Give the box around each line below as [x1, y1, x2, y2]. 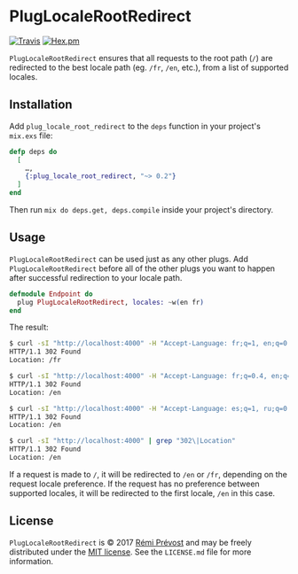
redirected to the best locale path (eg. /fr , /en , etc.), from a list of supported [9, 62, 289, 73]
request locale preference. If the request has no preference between [9, 478, 260, 489]
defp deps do [9, 147, 58, 156]
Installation [9, 97, 73, 112]
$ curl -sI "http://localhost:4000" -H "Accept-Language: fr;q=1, [9, 339, 260, 348]
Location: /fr [9, 356, 62, 365]
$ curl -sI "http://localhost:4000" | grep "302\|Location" [9, 437, 237, 446]
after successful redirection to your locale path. [9, 272, 183, 283]
